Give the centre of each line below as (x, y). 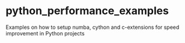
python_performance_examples (87, 11)
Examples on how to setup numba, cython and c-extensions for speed (92, 27)
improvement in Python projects (45, 33)
